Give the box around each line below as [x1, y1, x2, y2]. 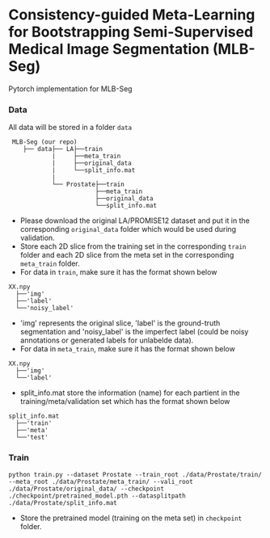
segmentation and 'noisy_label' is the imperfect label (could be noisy [19, 327, 249, 337]
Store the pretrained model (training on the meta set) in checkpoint [19, 513, 243, 523]
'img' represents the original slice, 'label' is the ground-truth [19, 318, 221, 328]
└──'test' [15, 434, 49, 442]
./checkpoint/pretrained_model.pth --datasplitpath [8, 491, 186, 500]
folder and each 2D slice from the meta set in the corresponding [19, 250, 234, 260]
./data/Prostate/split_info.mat [8, 498, 117, 506]
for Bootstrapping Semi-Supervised [8, 23, 254, 41]
